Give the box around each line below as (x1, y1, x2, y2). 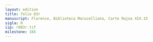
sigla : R (5, 20, 23, 26)
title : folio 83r (5, 12, 41, 16)
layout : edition (5, 7, 38, 12)
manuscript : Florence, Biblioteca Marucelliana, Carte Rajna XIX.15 (5, 16, 148, 21)
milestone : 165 (5, 29, 36, 34)
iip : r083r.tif (5, 25, 36, 30)
